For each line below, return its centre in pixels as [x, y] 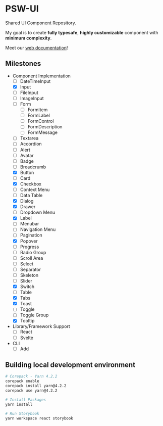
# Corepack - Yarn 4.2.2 [31, 376]
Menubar [30, 224]
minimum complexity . [29, 38]
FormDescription [45, 127]
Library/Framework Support [41, 326]
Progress [30, 247]
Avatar [27, 155]
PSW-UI [22, 9]
